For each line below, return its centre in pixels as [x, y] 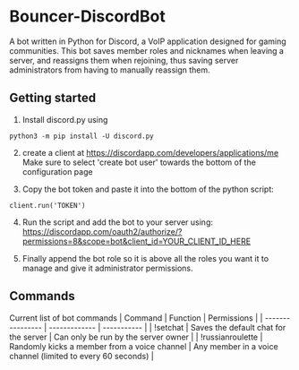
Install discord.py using [65, 119]
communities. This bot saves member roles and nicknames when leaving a [147, 50]
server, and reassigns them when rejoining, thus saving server [124, 60]
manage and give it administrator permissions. [107, 268]
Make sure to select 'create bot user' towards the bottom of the [139, 162]
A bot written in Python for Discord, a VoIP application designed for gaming [148, 41]
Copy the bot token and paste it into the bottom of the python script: [148, 189]
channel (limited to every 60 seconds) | [81, 356]
